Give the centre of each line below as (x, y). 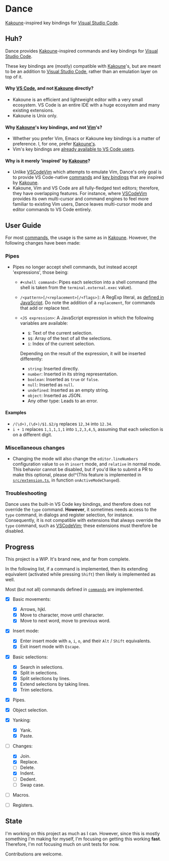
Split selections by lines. (45, 678)
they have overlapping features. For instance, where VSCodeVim (80, 194)
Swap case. (32, 785)
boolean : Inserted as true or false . (63, 379)
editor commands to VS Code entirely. (52, 210)
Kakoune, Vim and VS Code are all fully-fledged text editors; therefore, (86, 188)
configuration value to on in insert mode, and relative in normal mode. (87, 464)
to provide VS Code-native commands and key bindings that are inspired (88, 177)
